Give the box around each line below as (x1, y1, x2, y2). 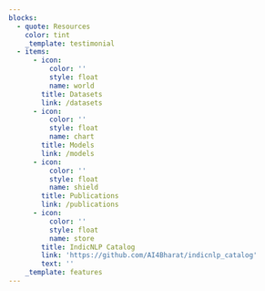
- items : (16, 47, 50, 57)
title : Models (41, 140, 95, 150)
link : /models (41, 149, 95, 158)
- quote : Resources (16, 22, 91, 31)
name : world (48, 81, 95, 90)
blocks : (8, 13, 38, 23)
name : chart (48, 132, 95, 141)
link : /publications (41, 200, 119, 210)
